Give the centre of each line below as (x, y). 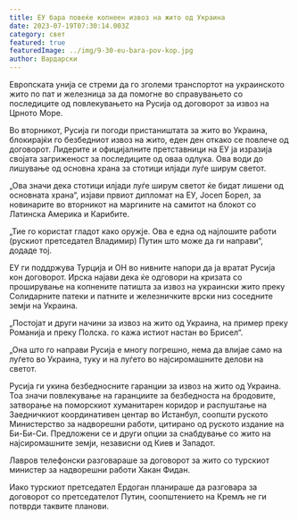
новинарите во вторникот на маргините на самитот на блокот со (133, 205)
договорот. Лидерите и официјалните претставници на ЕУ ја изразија (141, 149)
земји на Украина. (44, 306)
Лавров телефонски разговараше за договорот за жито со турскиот (140, 460)
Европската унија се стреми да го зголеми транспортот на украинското (147, 84)
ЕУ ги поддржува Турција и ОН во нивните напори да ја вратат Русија (142, 268)
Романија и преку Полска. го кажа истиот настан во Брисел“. (126, 332)
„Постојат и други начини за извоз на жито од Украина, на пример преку (149, 323)
